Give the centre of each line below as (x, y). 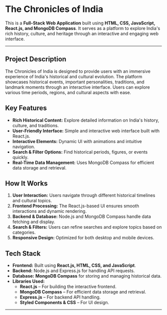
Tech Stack (23, 253)
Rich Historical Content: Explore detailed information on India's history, (86, 120)
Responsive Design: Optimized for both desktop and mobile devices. (83, 238)
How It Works (27, 183)
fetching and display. (34, 222)
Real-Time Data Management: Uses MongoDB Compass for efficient (83, 162)
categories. (24, 232)
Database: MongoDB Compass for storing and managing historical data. (87, 276)
